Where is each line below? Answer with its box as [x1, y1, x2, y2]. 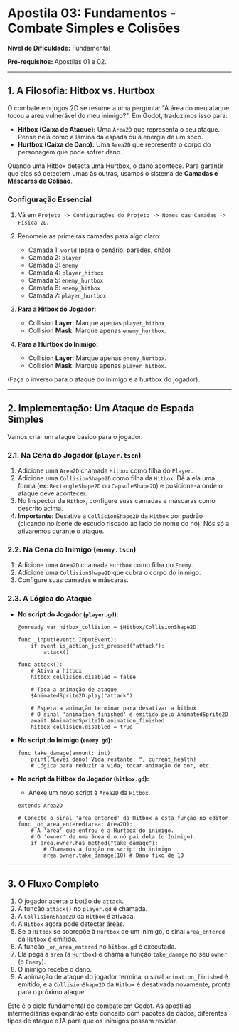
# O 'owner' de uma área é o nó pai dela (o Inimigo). [31, 833, 197, 841]
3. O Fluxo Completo [7, 878, 100, 890]
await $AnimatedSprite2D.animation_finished [31, 717, 165, 724]
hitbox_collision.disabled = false [31, 673, 137, 680]
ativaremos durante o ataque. [17, 527, 105, 535]
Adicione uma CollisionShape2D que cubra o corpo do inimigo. [17, 568, 201, 577]
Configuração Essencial [7, 194, 92, 204]
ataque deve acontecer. [17, 489, 87, 497]
